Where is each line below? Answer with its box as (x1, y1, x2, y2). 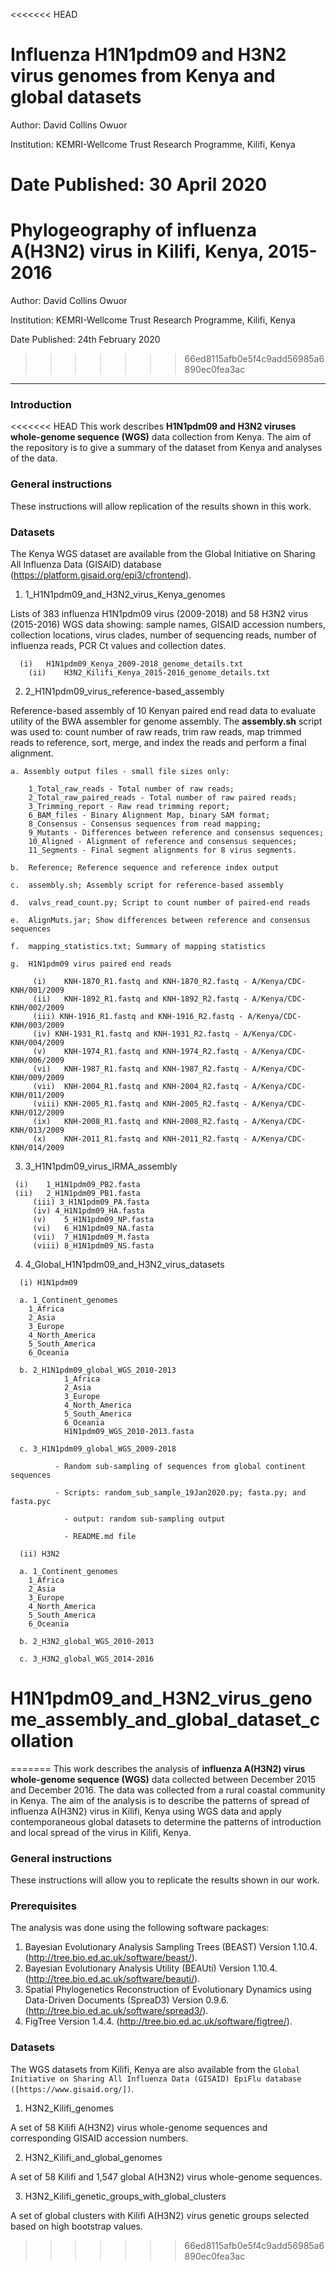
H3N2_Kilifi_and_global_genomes (24, 2151, 163, 2163)
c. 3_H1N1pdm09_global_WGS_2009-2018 (19, 1444, 177, 1454)
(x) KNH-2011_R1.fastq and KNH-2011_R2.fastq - (32, 1134, 248, 1144)
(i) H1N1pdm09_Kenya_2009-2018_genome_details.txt (19, 659, 244, 669)
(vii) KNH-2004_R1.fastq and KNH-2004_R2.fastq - (32, 1081, 248, 1091)
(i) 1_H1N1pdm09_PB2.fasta (14, 1179, 141, 1189)
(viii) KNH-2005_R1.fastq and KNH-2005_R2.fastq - (32, 1099, 248, 1109)
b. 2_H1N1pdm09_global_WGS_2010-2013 (19, 1365, 177, 1375)
